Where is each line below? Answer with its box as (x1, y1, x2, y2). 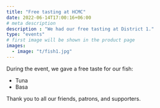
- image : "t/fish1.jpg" (12, 49, 72, 55)
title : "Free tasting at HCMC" (6, 8, 86, 15)
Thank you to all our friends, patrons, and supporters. (6, 95, 141, 102)
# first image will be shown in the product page (6, 37, 136, 43)
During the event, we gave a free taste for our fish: (6, 65, 133, 72)
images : (6, 43, 26, 49)
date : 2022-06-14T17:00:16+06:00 (6, 15, 92, 21)
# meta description (6, 20, 56, 26)
